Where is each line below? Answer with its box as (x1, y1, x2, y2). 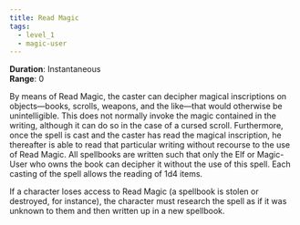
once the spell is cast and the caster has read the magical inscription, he (9, 129, 283, 141)
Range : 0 (9, 74, 44, 85)
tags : (9, 22, 30, 31)
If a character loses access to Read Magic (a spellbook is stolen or (9, 186, 259, 197)
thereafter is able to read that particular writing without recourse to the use (9, 139, 290, 150)
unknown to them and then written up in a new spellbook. (9, 206, 225, 217)
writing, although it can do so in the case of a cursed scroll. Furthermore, (9, 120, 284, 131)
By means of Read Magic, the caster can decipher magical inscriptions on (9, 91, 287, 102)
